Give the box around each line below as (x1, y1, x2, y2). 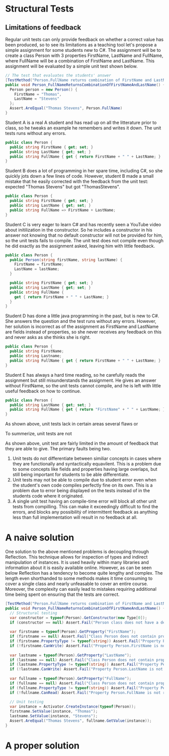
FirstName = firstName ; (14, 262, 64, 267)
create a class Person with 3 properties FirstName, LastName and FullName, (5, 52, 163, 58)
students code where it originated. (12, 493, 84, 499)
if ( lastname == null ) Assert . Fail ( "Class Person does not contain (10, 657, 154, 662)
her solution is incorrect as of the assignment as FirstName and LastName (5, 323, 159, 330)
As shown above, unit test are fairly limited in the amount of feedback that (5, 440, 158, 446)
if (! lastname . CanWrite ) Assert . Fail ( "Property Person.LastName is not (10, 667, 163, 672)
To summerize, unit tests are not (5, 431, 72, 437)
